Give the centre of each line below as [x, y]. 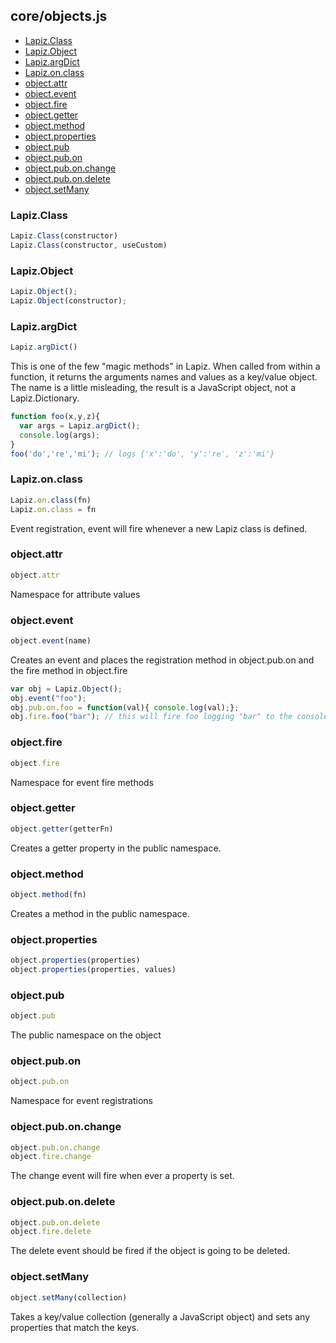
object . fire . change [51, 1157]
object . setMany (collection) [69, 1297]
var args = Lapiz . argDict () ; [80, 425]
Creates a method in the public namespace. [100, 913]
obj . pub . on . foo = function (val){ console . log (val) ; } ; [125, 707]
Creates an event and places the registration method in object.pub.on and [162, 660]
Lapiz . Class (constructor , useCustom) [89, 245]
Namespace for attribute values [75, 594]
